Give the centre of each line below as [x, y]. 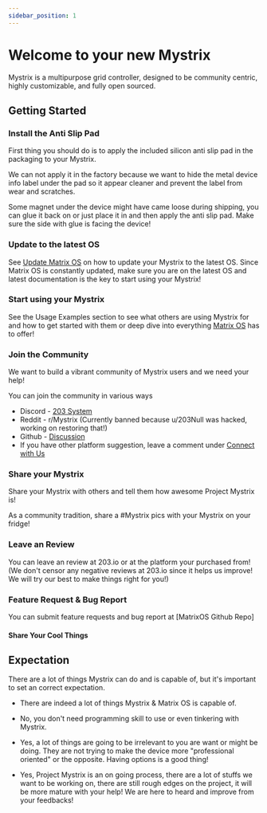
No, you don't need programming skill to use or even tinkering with [129, 719]
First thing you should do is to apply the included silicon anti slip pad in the [131, 151]
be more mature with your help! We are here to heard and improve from [137, 792]
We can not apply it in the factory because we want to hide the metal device [133, 175]
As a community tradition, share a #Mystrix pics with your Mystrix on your [130, 516]
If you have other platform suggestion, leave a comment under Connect [137, 445]
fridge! [19, 524]
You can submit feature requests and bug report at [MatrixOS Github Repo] [132, 617]
